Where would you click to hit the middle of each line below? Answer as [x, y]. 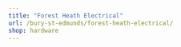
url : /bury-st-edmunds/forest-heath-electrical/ [91, 23]
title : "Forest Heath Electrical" [66, 16]
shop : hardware [34, 30]
